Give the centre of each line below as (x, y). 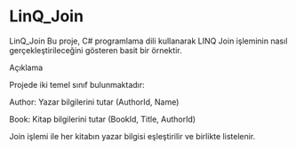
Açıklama (26, 67)
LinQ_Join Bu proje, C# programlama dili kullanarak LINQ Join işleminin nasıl (148, 41)
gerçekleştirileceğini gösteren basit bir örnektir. (96, 50)
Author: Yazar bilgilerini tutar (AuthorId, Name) (94, 102)
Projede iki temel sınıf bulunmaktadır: (77, 84)
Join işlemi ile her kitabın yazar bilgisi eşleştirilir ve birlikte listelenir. (132, 136)
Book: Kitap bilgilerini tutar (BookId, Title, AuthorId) (103, 119)
